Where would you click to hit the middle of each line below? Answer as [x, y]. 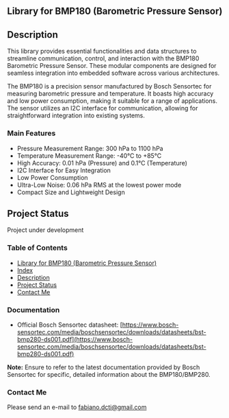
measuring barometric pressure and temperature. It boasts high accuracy [110, 94]
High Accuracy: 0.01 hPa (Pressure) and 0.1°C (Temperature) [102, 163]
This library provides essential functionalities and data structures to [102, 51]
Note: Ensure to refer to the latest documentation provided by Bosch [104, 367]
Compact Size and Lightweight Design [71, 192]
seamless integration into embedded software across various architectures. [113, 73]
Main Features [31, 133]
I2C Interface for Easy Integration [64, 170]
